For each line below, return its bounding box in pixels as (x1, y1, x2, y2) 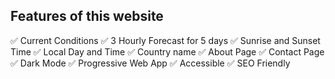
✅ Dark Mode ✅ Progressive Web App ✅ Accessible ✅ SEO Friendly (10, 57, 291, 69)
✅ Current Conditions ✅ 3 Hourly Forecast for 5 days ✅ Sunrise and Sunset (10, 34, 321, 46)
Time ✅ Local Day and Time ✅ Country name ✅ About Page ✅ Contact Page (10, 45, 325, 58)
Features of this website (10, 8, 164, 25)
